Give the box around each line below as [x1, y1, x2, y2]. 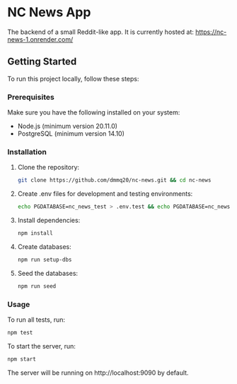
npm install [17, 230, 53, 237]
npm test [7, 330, 33, 337]
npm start [7, 355, 37, 363]
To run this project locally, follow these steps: [7, 74, 139, 83]
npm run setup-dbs [17, 256, 72, 263]
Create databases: [17, 242, 72, 251]
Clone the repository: [17, 163, 80, 172]
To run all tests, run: [7, 315, 66, 324]
